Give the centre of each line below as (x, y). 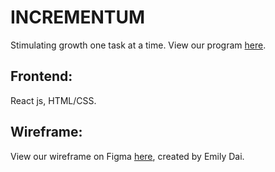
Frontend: (41, 76)
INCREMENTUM (78, 17)
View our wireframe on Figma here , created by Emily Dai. (127, 156)
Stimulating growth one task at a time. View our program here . (138, 45)
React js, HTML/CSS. (53, 100)
